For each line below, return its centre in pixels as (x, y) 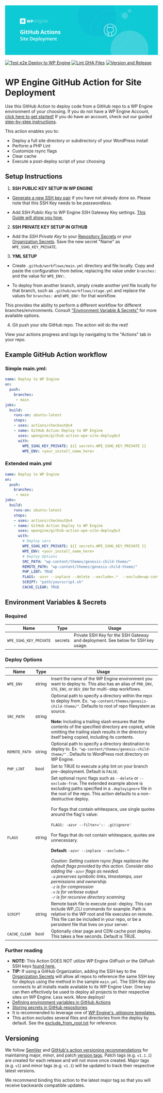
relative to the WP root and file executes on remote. (102, 914)
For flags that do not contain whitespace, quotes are (103, 835)
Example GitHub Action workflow (56, 355)
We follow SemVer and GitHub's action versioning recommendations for (77, 1050)
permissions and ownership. (79, 881)
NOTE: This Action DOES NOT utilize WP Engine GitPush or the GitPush (83, 961)
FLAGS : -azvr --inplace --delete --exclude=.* (70, 577)
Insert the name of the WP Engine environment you (102, 678)
